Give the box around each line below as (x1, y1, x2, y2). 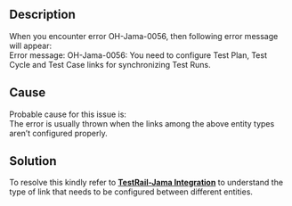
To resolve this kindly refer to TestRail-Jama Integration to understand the (9, 177, 283, 188)
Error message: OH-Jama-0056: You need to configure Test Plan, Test (9, 49, 267, 61)
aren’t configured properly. (9, 128, 109, 138)
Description (9, 7, 76, 22)
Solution (9, 153, 57, 169)
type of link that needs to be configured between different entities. (9, 186, 254, 197)
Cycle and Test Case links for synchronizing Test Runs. (9, 59, 211, 70)
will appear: (9, 40, 53, 51)
